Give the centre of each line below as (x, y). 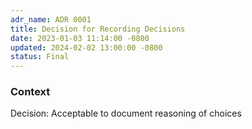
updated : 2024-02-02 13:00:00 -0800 (86, 47)
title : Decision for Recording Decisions (98, 29)
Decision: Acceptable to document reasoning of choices (126, 113)
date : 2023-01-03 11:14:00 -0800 (80, 38)
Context (30, 92)
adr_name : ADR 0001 (51, 19)
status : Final (40, 57)
